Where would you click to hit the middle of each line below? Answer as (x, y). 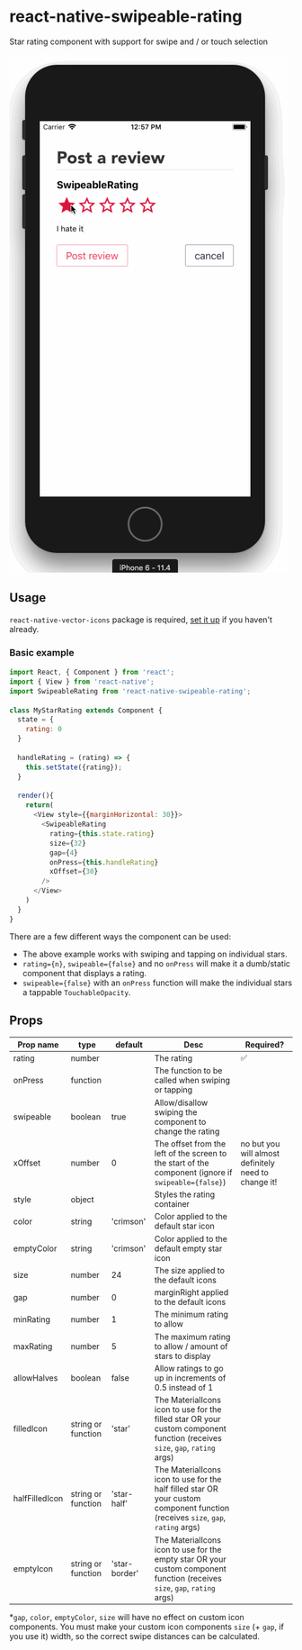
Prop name (38, 1044)
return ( (40, 805)
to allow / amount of (191, 1346)
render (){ (36, 796)
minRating (32, 1319)
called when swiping (192, 1080)
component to (180, 1121)
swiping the (176, 1112)
